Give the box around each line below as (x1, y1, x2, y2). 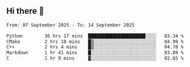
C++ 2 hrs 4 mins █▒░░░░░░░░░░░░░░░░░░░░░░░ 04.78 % (6, 44, 184, 50)
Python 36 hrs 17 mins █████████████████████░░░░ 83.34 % (6, 33, 184, 39)
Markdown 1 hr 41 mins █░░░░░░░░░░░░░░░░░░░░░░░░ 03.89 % (6, 49, 184, 56)
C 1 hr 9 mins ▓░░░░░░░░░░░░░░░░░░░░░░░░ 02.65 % (6, 56, 184, 62)
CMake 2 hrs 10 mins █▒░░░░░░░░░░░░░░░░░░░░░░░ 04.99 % (6, 39, 184, 45)
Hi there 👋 (6, 6, 44, 16)
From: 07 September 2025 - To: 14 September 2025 (6, 22, 135, 28)
